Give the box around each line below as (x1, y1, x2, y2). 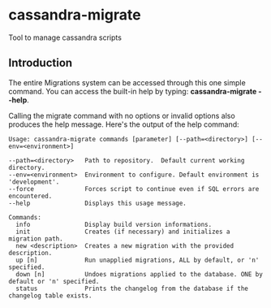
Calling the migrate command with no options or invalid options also (8, 111, 235, 120)
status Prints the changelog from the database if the (15, 284, 249, 293)
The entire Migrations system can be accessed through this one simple (8, 77, 246, 87)
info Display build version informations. (15, 220, 213, 228)
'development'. (8, 177, 60, 186)
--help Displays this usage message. (8, 199, 187, 207)
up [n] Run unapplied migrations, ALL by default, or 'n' (15, 256, 260, 264)
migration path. (8, 234, 63, 243)
